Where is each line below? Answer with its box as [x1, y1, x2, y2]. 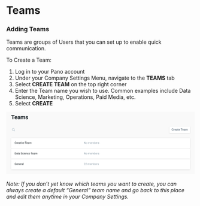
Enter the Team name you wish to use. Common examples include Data [14, 87, 191, 95]
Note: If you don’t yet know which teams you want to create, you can [6, 180, 177, 187]
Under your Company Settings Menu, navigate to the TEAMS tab [14, 74, 175, 81]
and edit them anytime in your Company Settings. [6, 193, 129, 200]
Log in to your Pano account [14, 68, 85, 75]
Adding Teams [6, 25, 50, 34]
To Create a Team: [6, 56, 52, 63]
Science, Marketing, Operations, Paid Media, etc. [14, 93, 136, 101]
